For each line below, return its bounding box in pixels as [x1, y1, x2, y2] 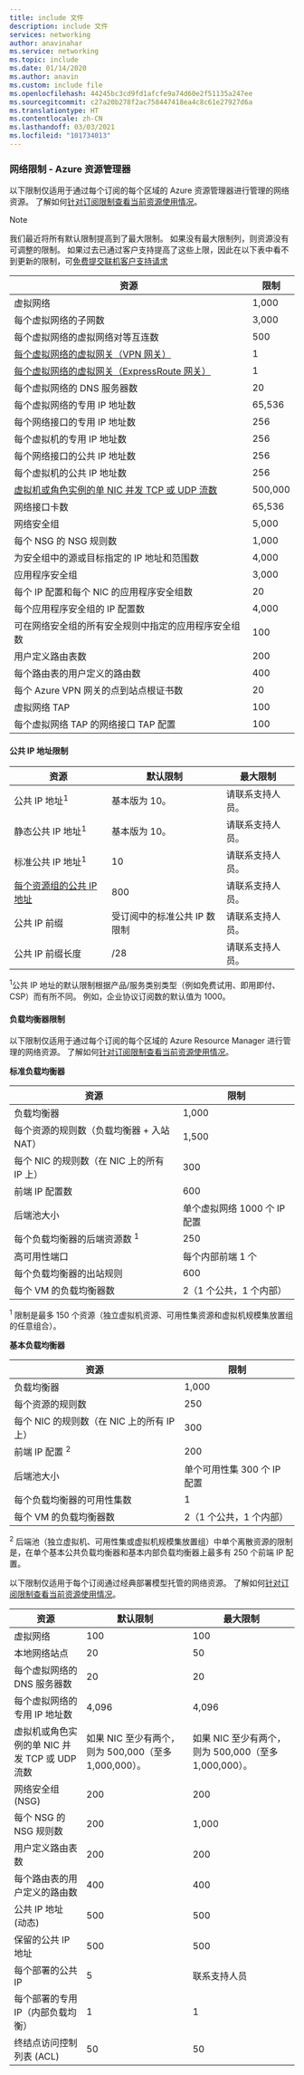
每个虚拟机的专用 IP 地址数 [14, 433, 128, 446]
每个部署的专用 [14, 1993, 79, 2005]
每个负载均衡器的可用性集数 [14, 1494, 133, 1506]
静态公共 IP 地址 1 [14, 823, 87, 838]
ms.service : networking [9, 47, 100, 56]
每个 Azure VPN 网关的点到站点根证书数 [14, 685, 184, 697]
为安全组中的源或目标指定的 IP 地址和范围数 [14, 552, 200, 564]
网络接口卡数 [14, 501, 70, 514]
